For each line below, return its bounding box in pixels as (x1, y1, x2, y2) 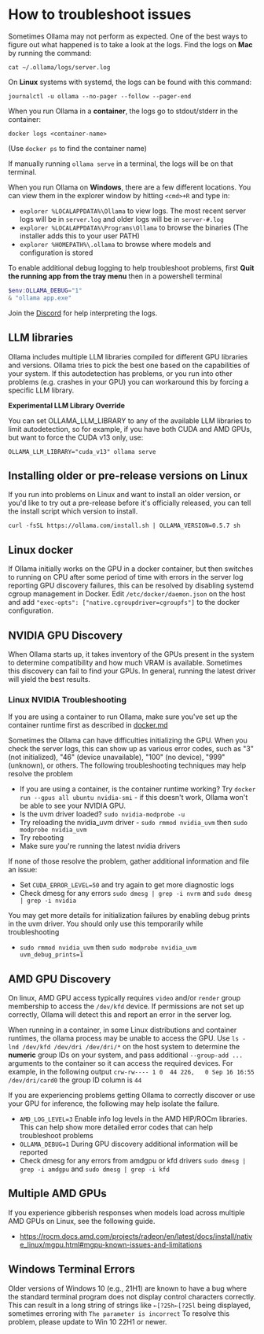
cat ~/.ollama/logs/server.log (8, 63, 111, 72)
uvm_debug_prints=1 (19, 951, 84, 959)
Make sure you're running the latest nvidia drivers (19, 842, 181, 851)
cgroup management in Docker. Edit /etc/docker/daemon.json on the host (8, 589, 246, 599)
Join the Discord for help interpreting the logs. (8, 308, 158, 318)
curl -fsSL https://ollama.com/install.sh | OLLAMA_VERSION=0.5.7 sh (8, 521, 241, 530)
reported (19, 1148, 49, 1157)
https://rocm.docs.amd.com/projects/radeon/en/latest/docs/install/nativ (19, 1231, 253, 1240)
